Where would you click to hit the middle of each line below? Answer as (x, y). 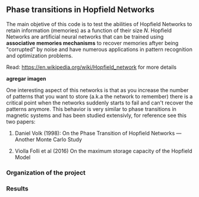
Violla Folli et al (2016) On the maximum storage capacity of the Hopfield (103, 151)
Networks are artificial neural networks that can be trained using (85, 36)
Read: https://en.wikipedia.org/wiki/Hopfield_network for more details (91, 67)
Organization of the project (46, 173)
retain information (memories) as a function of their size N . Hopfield (89, 30)
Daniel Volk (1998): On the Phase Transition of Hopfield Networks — (98, 133)
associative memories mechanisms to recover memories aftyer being (92, 43)
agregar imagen (26, 78)
